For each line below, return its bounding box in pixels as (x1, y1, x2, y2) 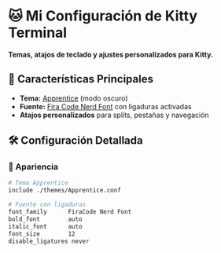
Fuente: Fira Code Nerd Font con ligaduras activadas (19, 101, 192, 111)
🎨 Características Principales (8, 72, 153, 86)
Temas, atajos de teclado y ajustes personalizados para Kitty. (8, 49, 214, 59)
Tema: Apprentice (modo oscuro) (19, 93, 128, 103)
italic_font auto (8, 222, 83, 230)
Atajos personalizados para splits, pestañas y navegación (19, 110, 210, 119)
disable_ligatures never (8, 237, 90, 245)
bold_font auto (8, 215, 83, 223)
